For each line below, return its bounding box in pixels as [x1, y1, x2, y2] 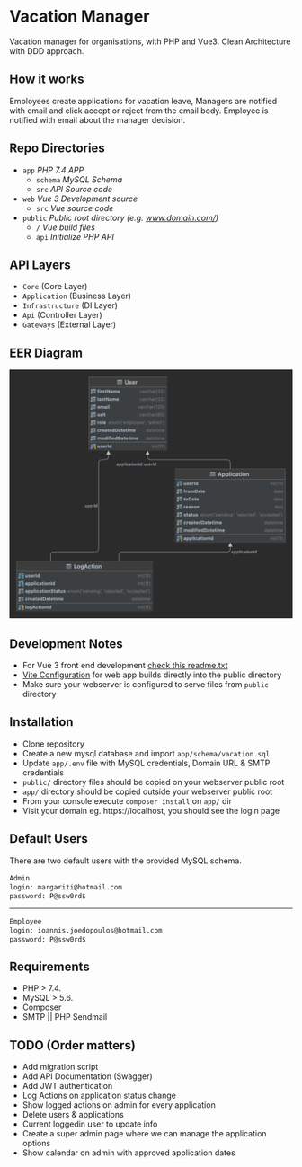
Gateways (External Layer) [22, 319, 117, 330]
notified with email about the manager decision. [9, 114, 186, 125]
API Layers [9, 257, 71, 272]
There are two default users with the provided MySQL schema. [9, 855, 243, 866]
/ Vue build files [35, 222, 96, 233]
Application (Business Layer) [22, 290, 132, 302]
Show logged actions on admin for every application [22, 1100, 216, 1110]
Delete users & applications [22, 1110, 124, 1120]
